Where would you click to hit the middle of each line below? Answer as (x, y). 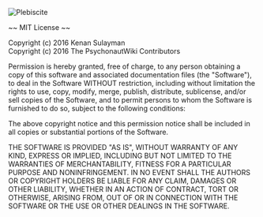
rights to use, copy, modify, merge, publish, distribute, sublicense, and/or (127, 92)
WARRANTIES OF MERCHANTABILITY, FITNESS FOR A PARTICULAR (120, 164)
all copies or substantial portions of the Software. (88, 132)
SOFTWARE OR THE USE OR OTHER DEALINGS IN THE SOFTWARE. (119, 206)
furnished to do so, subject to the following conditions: (97, 108)
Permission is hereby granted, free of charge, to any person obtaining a (124, 66)
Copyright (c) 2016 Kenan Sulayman (67, 43)
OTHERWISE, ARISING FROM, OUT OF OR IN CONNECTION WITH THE (123, 198)
